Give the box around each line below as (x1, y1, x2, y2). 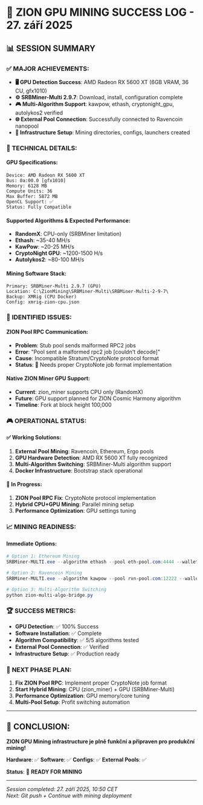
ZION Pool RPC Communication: (6, 328, 89, 335)
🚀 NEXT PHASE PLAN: (6, 665, 72, 674)
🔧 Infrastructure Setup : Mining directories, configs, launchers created (14, 128, 190, 136)
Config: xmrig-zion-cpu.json (6, 299, 80, 305)
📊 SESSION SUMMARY (6, 43, 95, 53)
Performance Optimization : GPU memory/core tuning (14, 692, 150, 700)
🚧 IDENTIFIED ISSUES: (6, 313, 72, 321)
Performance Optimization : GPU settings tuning (14, 507, 137, 514)
